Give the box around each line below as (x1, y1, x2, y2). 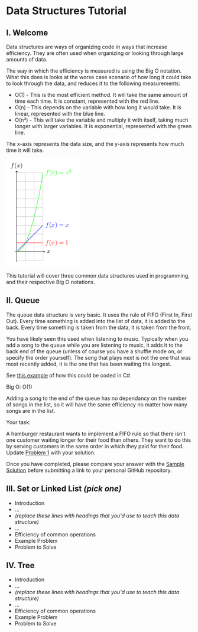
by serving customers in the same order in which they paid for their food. (6, 442, 184, 449)
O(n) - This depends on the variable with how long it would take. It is (14, 104, 181, 110)
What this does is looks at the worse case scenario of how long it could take (6, 74, 191, 80)
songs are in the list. (6, 407, 56, 414)
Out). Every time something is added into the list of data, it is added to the (6, 317, 186, 324)
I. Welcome (6, 28, 48, 38)
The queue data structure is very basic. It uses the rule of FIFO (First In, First (6, 311, 193, 318)
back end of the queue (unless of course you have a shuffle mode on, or (6, 347, 183, 355)
